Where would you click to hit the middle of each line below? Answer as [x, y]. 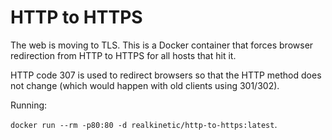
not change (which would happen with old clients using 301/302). [145, 85]
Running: [29, 105]
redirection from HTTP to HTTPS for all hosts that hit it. [123, 55]
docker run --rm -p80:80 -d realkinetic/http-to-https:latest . [144, 124]
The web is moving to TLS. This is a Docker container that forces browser [162, 45]
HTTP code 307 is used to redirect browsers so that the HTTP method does [166, 75]
